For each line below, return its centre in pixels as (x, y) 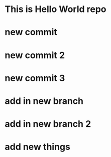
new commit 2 (35, 55)
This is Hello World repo (55, 9)
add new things (38, 147)
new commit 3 (35, 78)
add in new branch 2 (48, 124)
